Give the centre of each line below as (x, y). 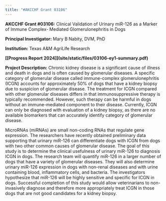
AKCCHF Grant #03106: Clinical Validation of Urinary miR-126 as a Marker (81, 24)
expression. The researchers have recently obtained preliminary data (76, 135)
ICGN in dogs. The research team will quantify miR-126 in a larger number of (83, 156)
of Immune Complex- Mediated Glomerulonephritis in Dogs (65, 29)
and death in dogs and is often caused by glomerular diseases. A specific (80, 73)
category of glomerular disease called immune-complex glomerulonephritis (82, 78)
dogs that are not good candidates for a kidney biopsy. (61, 193)
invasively (15, 188)
